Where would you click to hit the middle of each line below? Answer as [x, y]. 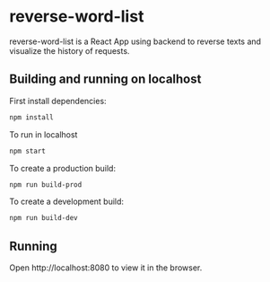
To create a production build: [63, 168]
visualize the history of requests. [70, 50]
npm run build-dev [44, 218]
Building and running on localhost [105, 79]
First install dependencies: [58, 101]
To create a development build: [66, 202]
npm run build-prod [46, 185]
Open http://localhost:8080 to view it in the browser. [106, 268]
